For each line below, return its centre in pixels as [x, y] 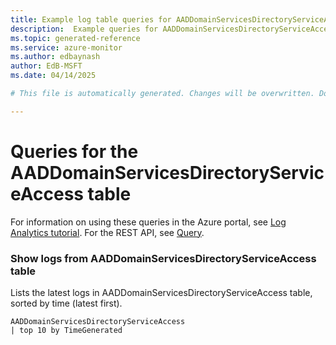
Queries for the [74, 151]
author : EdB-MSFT [46, 66]
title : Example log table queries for [91, 19]
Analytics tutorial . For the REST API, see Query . [107, 232]
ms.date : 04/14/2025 [53, 76]
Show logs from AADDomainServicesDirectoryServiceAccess [163, 258]
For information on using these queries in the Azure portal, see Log [148, 222]
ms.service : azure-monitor [66, 47]
